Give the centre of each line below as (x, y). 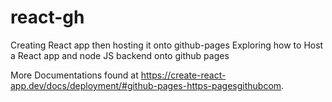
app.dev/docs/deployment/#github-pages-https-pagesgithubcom (146, 85)
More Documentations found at (74, 75)
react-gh (47, 17)
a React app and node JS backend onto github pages (120, 55)
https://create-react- (183, 75)
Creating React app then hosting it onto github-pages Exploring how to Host (167, 45)
